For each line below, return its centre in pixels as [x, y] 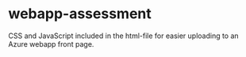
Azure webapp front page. [51, 44]
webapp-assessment [80, 14]
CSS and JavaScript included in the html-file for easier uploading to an [124, 36]
